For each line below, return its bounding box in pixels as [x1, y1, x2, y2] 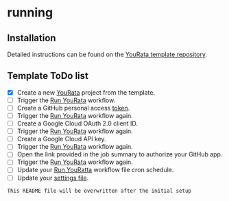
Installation [7, 32, 56, 44]
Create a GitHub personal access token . [16, 104, 130, 112]
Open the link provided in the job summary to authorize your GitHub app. [16, 150, 223, 158]
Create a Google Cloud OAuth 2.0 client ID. [16, 119, 138, 128]
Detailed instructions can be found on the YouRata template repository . [7, 50, 208, 58]
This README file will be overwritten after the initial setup [7, 187, 192, 194]
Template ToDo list [7, 70, 89, 82]
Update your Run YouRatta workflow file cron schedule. [16, 166, 174, 174]
